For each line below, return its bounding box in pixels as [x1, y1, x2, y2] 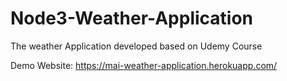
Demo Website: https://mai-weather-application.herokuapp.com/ [10, 59, 278, 71]
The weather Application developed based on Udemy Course [10, 40, 263, 52]
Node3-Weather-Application [10, 7, 254, 30]
